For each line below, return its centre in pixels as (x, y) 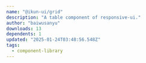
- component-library (37, 51)
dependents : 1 (24, 34)
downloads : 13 (24, 28)
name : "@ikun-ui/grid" (35, 12)
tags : (13, 46)
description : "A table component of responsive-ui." (74, 17)
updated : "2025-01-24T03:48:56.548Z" (53, 40)
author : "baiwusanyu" (33, 23)
